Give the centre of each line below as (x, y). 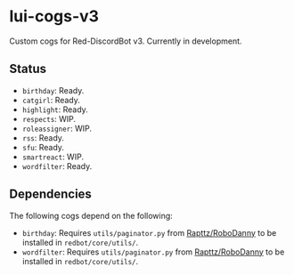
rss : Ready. (43, 137)
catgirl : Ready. (51, 100)
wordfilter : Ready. (57, 166)
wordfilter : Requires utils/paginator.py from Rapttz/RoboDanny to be (153, 252)
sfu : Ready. (43, 147)
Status (28, 69)
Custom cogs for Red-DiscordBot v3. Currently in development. (126, 41)
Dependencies (50, 194)
